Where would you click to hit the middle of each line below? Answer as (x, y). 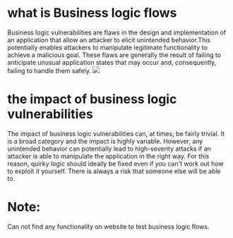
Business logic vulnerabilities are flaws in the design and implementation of (117, 32)
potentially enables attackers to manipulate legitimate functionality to (108, 47)
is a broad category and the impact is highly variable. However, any (105, 141)
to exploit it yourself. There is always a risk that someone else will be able (114, 171)
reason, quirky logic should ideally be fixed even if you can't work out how (115, 163)
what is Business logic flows (92, 13)
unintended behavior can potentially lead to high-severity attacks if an (109, 149)
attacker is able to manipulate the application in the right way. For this (108, 156)
